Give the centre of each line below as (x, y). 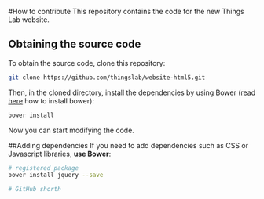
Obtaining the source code (75, 44)
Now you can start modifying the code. (71, 130)
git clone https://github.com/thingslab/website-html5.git (107, 78)
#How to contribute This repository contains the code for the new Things (126, 11)
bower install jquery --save (56, 175)
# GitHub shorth (35, 190)
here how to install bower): (51, 100)
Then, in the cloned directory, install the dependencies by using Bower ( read (132, 92)
